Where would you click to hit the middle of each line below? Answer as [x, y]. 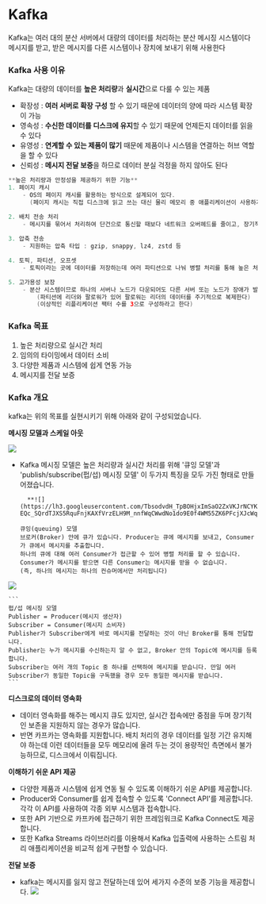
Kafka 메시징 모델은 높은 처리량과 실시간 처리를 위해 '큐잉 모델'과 [120, 464]
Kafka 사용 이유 [37, 70]
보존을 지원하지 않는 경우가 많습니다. [84, 725]
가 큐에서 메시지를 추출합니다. [62, 545]
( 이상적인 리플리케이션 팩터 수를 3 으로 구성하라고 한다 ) [115, 304]
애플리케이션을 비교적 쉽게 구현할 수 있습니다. [98, 848]
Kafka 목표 [28, 326]
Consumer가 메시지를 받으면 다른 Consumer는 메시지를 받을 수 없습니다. [123, 562]
